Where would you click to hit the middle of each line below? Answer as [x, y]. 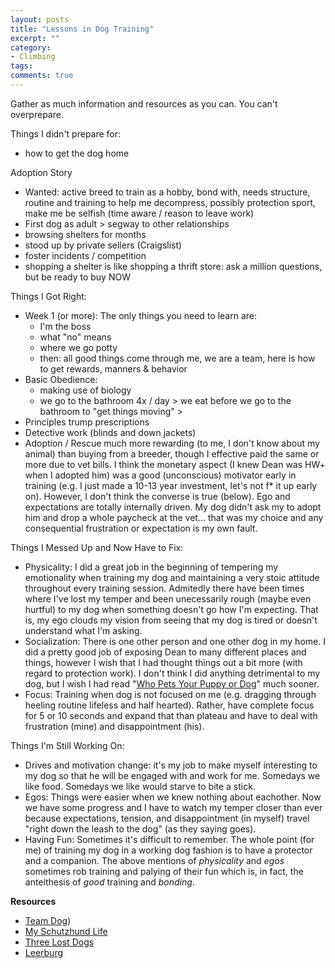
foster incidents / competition [85, 255]
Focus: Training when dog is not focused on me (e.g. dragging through [170, 694]
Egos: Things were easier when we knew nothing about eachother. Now [173, 797]
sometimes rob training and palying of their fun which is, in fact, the [164, 871]
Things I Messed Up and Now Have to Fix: [97, 547]
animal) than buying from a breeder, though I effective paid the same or [172, 453]
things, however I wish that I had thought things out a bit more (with [163, 662]
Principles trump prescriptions [87, 422]
